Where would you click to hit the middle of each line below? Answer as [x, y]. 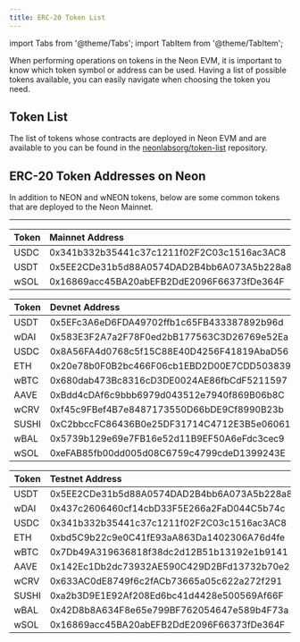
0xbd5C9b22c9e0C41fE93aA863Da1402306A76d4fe [167, 537]
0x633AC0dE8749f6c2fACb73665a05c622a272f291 [166, 581]
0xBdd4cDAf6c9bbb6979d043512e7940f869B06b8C [167, 395]
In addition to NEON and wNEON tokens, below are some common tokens [145, 198]
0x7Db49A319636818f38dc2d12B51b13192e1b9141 [169, 553]
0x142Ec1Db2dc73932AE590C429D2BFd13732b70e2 [170, 567]
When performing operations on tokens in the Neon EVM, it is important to [146, 60]
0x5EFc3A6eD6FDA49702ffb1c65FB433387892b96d [167, 323]
